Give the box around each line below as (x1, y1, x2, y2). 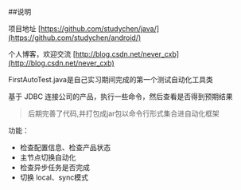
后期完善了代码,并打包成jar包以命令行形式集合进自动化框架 (27, 109, 220, 118)
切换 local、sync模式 (19, 172, 89, 182)
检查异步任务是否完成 (19, 163, 90, 172)
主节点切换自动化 (19, 152, 76, 162)
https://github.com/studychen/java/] (41, 24, 160, 34)
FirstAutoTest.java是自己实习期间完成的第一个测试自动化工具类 (8, 75, 213, 84)
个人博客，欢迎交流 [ (8, 49, 76, 58)
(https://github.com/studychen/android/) (8, 33, 142, 42)
